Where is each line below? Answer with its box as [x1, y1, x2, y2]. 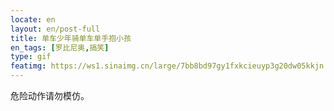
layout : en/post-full [10, 24, 101, 34]
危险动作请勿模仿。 [10, 90, 90, 101]
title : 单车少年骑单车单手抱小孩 [10, 33, 132, 43]
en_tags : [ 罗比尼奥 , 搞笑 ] [10, 42, 110, 53]
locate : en [10, 14, 56, 25]
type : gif [10, 52, 52, 62]
